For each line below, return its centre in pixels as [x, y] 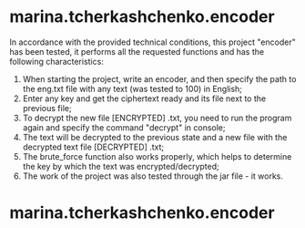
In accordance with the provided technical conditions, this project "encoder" [152, 42]
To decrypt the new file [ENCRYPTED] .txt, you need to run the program [157, 118]
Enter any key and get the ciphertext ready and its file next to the [144, 98]
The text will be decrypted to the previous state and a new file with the [155, 137]
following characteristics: [57, 61]
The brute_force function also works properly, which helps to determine [157, 156]
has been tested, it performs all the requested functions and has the [137, 51]
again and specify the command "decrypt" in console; [124, 127]
